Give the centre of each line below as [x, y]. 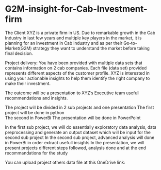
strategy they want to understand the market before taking [91, 48]
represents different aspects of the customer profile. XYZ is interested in [77, 73]
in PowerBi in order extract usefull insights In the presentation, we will [75, 142]
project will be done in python [35, 112]
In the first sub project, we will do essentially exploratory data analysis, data [81, 127]
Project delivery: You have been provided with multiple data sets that [74, 63]
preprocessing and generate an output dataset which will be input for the [78, 132]
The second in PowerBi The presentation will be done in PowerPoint [73, 118]
